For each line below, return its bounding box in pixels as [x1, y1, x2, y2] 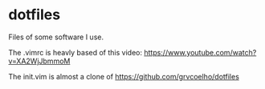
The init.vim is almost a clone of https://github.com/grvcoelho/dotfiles [8, 71, 239, 81]
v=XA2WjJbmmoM [8, 56, 71, 66]
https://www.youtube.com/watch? [144, 47, 257, 57]
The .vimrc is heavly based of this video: [8, 47, 143, 57]
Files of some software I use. [8, 32, 104, 42]
